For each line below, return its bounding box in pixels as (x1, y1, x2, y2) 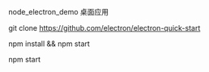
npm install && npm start (8, 39, 91, 49)
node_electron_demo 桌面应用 (8, 7, 109, 16)
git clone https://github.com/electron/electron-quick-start (8, 23, 201, 32)
